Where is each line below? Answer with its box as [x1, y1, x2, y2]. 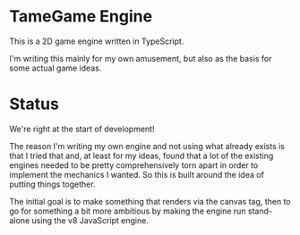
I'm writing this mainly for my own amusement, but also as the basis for [9, 53, 272, 63]
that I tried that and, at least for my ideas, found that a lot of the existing [9, 150, 274, 161]
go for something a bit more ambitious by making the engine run [9, 206, 246, 216]
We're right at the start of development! [9, 123, 155, 134]
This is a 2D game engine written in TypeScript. [9, 36, 184, 46]
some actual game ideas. [9, 63, 102, 73]
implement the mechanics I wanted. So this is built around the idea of [9, 169, 264, 180]
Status [9, 94, 60, 114]
